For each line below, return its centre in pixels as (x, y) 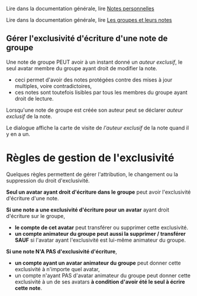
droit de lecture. (34, 98)
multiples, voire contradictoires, (53, 86)
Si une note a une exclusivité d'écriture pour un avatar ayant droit (88, 210)
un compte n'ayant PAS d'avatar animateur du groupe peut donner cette (103, 275)
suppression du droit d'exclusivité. (48, 180)
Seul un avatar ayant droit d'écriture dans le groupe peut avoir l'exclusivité (98, 192)
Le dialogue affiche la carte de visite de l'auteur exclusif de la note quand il (98, 128)
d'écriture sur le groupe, (35, 216)
